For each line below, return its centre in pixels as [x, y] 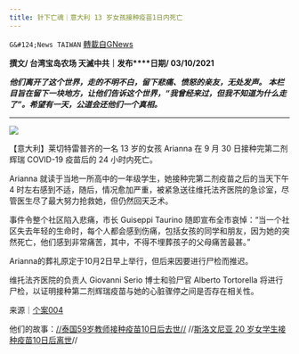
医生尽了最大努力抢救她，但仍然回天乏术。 [95, 201]
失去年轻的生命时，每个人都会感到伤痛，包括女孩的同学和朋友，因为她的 [149, 231]
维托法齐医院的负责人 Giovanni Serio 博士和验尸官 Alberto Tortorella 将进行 [146, 280]
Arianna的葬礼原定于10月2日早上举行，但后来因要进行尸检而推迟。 [131, 260]
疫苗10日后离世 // [47, 340]
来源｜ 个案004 [36, 309]
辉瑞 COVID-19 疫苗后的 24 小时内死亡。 [83, 159]
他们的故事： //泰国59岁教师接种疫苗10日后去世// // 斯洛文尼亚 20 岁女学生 [144, 329]
